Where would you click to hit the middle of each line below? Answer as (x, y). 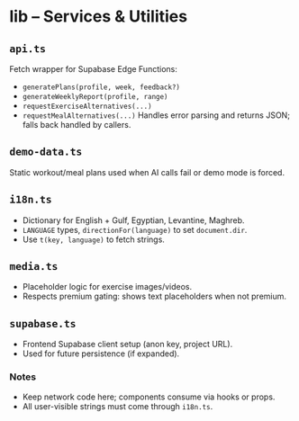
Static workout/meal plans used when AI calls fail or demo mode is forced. (147, 172)
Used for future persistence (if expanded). (101, 354)
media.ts (34, 267)
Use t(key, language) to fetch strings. (93, 239)
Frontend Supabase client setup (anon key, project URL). (127, 345)
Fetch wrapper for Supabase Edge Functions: (93, 69)
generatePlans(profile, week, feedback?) (101, 87)
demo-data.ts (46, 152)
